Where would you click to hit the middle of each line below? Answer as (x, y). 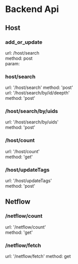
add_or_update (24, 42)
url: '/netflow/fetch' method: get (38, 256)
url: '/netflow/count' (25, 227)
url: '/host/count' (22, 151)
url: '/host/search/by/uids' (32, 122)
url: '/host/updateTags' (28, 181)
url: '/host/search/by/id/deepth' (37, 93)
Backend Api (32, 9)
